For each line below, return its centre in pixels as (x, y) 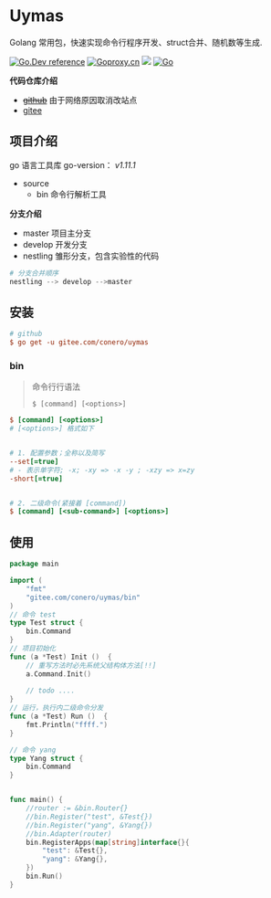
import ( (26, 581)
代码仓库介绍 (33, 80)
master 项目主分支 (57, 233)
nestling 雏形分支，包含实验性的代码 (91, 256)
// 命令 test (33, 614)
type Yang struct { (47, 758)
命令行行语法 (56, 387)
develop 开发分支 (55, 244)
